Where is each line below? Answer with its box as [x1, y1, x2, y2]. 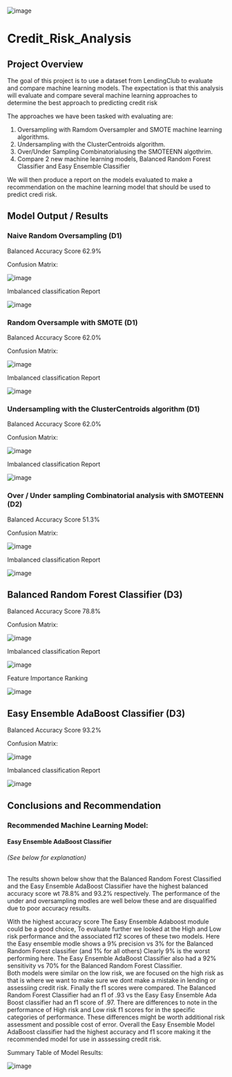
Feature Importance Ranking [7, 674, 88, 683]
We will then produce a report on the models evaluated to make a [7, 176, 193, 183]
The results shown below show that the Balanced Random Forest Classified [7, 875, 222, 883]
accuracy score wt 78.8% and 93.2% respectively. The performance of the [7, 890, 220, 898]
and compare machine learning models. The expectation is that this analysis [7, 84, 224, 92]
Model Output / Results [7, 210, 109, 222]
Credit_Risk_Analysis [7, 31, 132, 46]
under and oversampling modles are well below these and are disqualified [7, 896, 217, 905]
